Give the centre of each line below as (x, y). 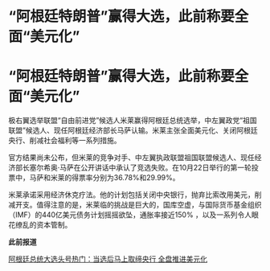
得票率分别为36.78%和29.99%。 (125, 178)
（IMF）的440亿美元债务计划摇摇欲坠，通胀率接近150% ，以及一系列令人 (130, 215)
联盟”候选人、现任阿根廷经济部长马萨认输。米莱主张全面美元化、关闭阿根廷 (133, 130)
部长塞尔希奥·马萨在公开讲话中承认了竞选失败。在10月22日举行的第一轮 (133, 168)
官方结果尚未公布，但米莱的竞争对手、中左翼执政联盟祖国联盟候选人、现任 (131, 158)
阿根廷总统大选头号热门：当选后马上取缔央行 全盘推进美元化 (108, 259)
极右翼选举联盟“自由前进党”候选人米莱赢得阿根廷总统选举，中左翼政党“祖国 (133, 121)
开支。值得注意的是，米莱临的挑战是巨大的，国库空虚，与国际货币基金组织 (138, 205)
